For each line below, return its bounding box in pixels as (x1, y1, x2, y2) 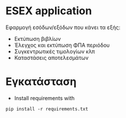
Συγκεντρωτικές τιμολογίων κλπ (14, 47, 95, 55)
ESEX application (5, 4, 92, 18)
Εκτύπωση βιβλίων (14, 35, 61, 42)
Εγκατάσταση (5, 75, 77, 88)
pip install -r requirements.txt (5, 106, 89, 112)
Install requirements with (14, 94, 75, 101)
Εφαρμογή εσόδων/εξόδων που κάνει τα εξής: (5, 24, 121, 31)
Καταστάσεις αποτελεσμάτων (14, 54, 89, 61)
